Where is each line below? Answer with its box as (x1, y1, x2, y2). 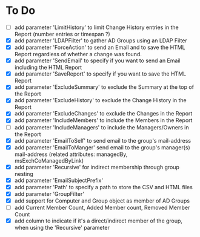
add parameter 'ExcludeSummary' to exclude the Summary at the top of (14, 83, 195, 91)
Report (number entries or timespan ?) (14, 31, 110, 37)
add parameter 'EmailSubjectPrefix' (14, 177, 104, 184)
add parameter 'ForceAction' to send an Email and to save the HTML (14, 44, 185, 51)
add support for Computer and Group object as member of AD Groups (14, 197, 190, 204)
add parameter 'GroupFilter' (14, 190, 84, 197)
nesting (14, 170, 34, 177)
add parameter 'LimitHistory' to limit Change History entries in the (14, 24, 179, 31)
